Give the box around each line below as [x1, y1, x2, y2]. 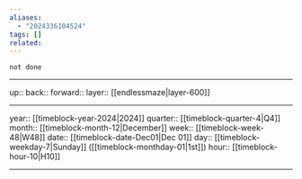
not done [9, 63, 42, 72]
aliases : [9, 13, 42, 22]
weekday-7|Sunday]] [9, 141, 87, 153]
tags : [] [9, 30, 42, 39]
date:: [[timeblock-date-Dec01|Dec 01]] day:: [47, 132, 213, 143]
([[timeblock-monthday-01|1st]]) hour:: [88, 141, 231, 153]
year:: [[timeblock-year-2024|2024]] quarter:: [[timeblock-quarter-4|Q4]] [9, 113, 281, 124]
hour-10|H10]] [9, 151, 61, 162]
